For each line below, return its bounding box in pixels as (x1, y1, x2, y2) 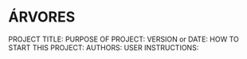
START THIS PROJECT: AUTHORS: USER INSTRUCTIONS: (8, 42, 199, 52)
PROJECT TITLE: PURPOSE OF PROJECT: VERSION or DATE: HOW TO (8, 34, 239, 44)
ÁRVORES (8, 8, 76, 26)
